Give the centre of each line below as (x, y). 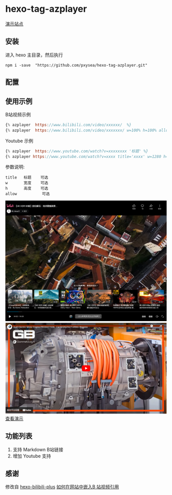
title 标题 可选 (27, 177)
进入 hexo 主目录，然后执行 (34, 55)
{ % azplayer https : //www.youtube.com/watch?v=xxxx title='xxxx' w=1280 (83, 156)
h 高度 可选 (27, 189)
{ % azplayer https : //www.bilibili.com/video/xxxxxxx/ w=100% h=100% (81, 130)
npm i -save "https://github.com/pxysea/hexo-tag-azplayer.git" (76, 65)
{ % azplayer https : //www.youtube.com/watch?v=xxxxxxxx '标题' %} (77, 151)
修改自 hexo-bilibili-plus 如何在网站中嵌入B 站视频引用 (62, 487)
